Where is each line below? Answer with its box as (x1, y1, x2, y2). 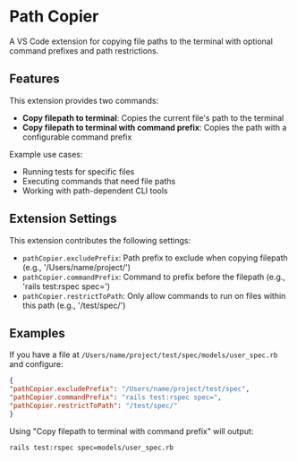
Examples (9, 325, 65, 341)
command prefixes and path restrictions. (9, 45, 159, 55)
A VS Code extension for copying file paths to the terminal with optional (9, 36, 273, 47)
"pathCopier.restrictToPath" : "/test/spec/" (9, 401, 178, 410)
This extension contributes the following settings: (9, 235, 191, 245)
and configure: (9, 359, 64, 370)
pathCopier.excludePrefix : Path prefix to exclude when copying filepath (21, 252, 288, 263)
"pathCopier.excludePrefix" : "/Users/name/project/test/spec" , (9, 385, 250, 394)
